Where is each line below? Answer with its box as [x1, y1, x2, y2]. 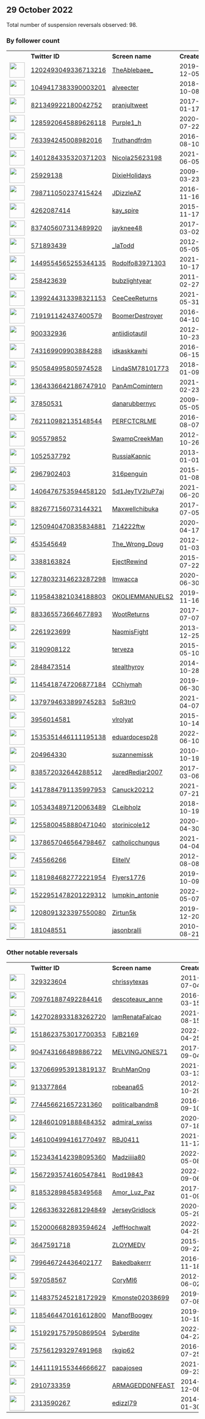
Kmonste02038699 [112, 1294, 170, 1302]
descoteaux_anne [112, 995, 163, 1004]
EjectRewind [112, 557, 148, 566]
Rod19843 [112, 1170, 143, 1179]
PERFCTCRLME [112, 417, 157, 426]
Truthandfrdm [112, 136, 152, 145]
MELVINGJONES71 [112, 1048, 168, 1056]
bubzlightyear [112, 277, 152, 285]
